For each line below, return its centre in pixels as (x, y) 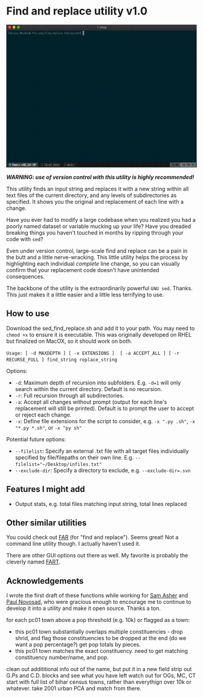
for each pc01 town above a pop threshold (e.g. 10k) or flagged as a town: (98, 620)
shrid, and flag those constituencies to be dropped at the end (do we (101, 638)
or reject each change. (43, 415)
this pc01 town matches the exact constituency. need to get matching (101, 651)
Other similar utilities (47, 523)
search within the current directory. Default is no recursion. (89, 389)
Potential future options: (36, 439)
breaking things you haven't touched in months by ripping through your (95, 232)
